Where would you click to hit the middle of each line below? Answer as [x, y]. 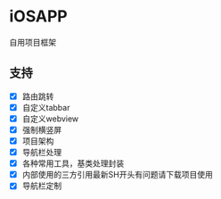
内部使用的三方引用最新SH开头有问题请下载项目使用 [118, 175]
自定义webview [50, 119]
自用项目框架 [33, 42]
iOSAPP [39, 17]
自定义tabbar [46, 107]
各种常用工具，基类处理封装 [73, 163]
